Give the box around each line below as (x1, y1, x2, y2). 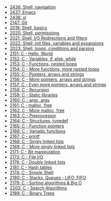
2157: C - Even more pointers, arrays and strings (9, 82, 107, 87)
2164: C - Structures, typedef (9, 118, 69, 124)
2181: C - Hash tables (9, 164, 52, 170)
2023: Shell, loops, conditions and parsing (9, 46, 95, 51)
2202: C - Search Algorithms (9, 185, 67, 191)
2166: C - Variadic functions (9, 128, 66, 134)
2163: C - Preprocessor (9, 113, 57, 118)
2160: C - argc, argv (9, 97, 50, 103)
